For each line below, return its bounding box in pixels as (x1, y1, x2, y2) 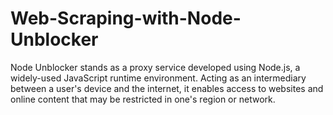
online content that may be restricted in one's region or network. (10, 93, 276, 105)
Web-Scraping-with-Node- (10, 7, 242, 30)
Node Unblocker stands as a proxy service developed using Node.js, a (10, 61, 301, 73)
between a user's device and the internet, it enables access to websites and (10, 82, 324, 94)
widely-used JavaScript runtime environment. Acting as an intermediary (10, 72, 307, 84)
